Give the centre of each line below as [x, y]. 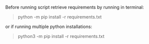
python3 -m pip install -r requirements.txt [61, 36]
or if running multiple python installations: [49, 26]
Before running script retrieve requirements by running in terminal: [74, 7]
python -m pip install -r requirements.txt [59, 17]
